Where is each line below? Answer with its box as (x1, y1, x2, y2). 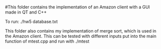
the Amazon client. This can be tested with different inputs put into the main (5, 33, 157, 39)
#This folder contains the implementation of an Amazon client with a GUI (5, 4, 150, 10)
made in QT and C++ (5, 9, 47, 15)
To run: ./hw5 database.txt (5, 19, 58, 24)
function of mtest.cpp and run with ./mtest (5, 38, 90, 44)
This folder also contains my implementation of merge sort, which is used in (5, 28, 157, 33)
